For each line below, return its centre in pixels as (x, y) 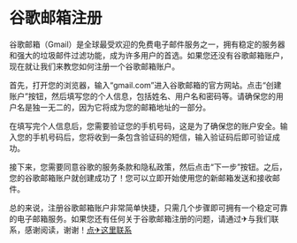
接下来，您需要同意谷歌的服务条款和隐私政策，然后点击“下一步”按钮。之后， (148, 167)
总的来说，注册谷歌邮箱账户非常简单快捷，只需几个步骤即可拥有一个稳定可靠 (148, 208)
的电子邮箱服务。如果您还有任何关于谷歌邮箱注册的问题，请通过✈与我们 (140, 218)
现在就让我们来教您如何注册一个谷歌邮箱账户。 (94, 66)
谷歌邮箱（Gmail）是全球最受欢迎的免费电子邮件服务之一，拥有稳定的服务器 (147, 44)
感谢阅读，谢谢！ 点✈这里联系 (78, 230)
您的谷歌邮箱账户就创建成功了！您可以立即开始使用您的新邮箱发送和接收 (141, 178)
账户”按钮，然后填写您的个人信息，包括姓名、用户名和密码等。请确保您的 (143, 96)
